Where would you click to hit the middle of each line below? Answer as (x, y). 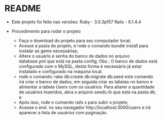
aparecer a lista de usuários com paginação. (63, 112)
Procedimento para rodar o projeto (46, 31)
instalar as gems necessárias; (49, 51)
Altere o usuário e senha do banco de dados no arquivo (74, 56)
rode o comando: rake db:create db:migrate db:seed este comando (86, 76)
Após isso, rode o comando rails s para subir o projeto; (74, 102)
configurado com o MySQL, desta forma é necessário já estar (81, 66)
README (23, 8)
